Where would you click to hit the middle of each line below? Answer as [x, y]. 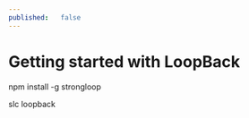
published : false [45, 17]
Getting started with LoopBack [124, 61]
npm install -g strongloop [55, 87]
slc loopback [32, 104]
